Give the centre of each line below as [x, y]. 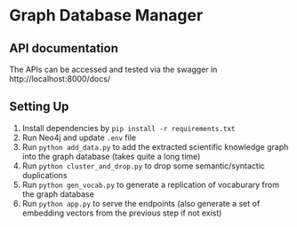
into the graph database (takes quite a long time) [111, 156]
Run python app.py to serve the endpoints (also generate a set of [141, 203]
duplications [45, 175]
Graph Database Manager [106, 16]
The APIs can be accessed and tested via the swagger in [113, 69]
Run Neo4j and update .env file [79, 137]
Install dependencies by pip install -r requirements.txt [128, 128]
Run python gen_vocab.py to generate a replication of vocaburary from [151, 184]
